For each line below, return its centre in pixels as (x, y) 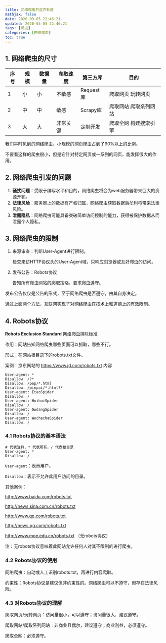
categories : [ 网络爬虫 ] (28, 33)
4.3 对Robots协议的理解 (34, 603)
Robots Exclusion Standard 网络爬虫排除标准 (51, 334)
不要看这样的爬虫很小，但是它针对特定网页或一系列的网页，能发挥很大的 (79, 154)
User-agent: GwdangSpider (32, 410)
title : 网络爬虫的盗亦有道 (30, 10)
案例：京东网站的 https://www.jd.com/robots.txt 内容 (59, 366)
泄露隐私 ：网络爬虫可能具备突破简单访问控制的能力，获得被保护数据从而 (86, 215)
